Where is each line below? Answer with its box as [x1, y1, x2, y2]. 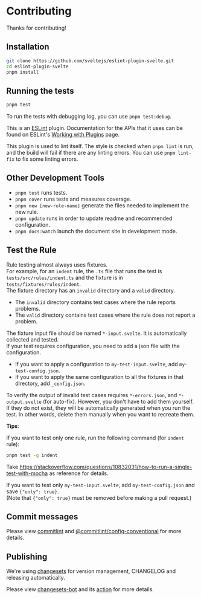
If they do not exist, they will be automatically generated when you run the [6, 404, 191, 412]
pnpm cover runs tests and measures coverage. [14, 195, 132, 202]
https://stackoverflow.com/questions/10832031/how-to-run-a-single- [19, 463, 193, 470]
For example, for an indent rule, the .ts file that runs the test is [6, 267, 162, 274]
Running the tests [6, 86, 74, 96]
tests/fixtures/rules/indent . [6, 280, 81, 288]
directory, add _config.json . [14, 380, 86, 387]
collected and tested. [6, 335, 59, 343]
